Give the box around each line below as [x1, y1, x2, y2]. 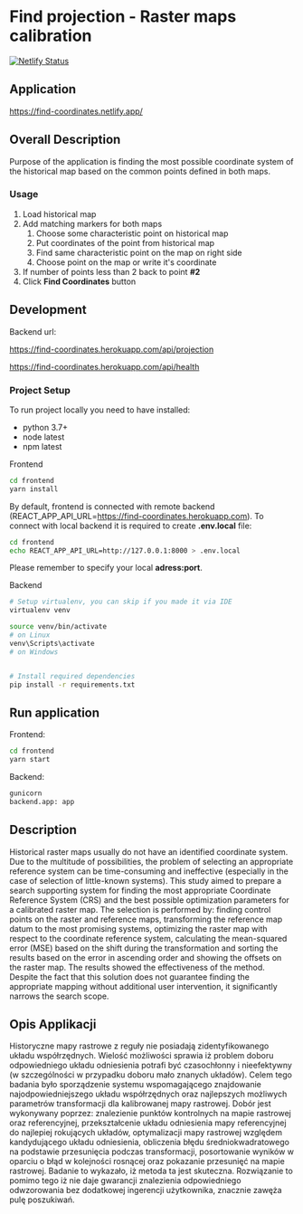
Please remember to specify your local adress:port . [9, 563, 204, 574]
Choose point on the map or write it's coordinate [35, 256, 217, 268]
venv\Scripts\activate [9, 639, 95, 648]
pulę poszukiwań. [9, 1194, 75, 1205]
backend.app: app [9, 797, 75, 806]
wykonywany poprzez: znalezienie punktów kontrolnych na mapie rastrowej [9, 1108, 291, 1119]
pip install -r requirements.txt [9, 680, 136, 689]
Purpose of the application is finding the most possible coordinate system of [9, 156, 294, 166]
